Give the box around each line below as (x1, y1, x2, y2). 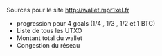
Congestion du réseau (16, 41, 80, 49)
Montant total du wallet (16, 34, 82, 42)
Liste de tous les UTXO (16, 27, 82, 35)
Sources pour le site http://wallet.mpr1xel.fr (6, 6, 129, 14)
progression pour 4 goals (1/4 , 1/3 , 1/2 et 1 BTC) (16, 19, 156, 27)
